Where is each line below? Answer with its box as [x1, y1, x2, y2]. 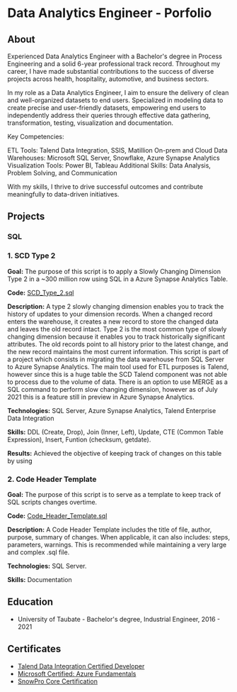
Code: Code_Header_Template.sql [7, 511, 108, 520]
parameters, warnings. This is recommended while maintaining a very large [7, 540, 227, 549]
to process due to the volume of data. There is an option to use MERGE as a [7, 378, 229, 386]
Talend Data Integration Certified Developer [17, 661, 145, 670]
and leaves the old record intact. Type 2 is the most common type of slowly [7, 324, 227, 333]
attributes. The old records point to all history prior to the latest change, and [7, 339, 229, 348]
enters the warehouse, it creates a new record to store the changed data [7, 317, 219, 326]
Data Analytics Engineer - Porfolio [7, 5, 212, 21]
